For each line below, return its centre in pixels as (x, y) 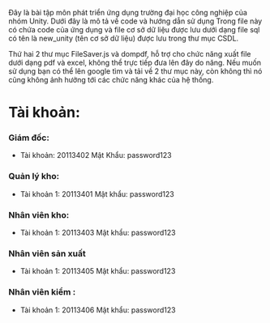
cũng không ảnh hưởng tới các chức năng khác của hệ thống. (111, 80)
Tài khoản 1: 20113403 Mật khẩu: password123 (98, 233)
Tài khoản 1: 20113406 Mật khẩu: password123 (98, 310)
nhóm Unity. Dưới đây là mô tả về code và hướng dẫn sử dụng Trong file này (135, 21)
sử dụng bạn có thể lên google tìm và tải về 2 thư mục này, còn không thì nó (135, 71)
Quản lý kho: (34, 176)
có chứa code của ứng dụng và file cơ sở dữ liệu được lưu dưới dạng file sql (134, 30)
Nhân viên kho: (39, 215)
